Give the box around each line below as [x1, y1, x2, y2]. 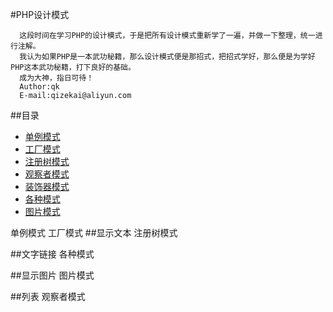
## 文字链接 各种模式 [10, 248, 95, 260]
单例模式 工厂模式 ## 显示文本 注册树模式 [10, 227, 178, 238]
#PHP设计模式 [10, 9, 70, 20]
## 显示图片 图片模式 [10, 269, 95, 281]
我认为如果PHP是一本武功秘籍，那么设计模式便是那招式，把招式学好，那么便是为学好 [19, 52, 316, 62]
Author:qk [19, 82, 60, 92]
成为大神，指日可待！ [19, 73, 95, 83]
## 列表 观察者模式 [10, 291, 86, 302]
